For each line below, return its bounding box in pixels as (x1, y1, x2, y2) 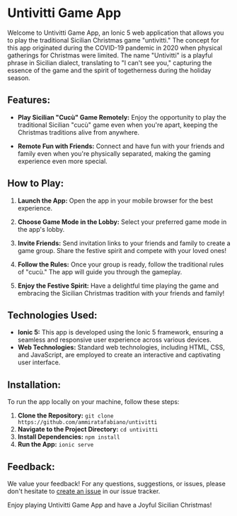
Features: (7, 94, 51, 106)
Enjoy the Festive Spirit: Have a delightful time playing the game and (17, 281, 219, 290)
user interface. (17, 358, 61, 366)
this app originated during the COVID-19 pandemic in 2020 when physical (7, 43, 223, 52)
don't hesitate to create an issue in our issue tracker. (7, 487, 161, 495)
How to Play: (7, 177, 64, 189)
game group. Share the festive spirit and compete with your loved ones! (17, 246, 227, 254)
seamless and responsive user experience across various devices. (17, 335, 212, 344)
